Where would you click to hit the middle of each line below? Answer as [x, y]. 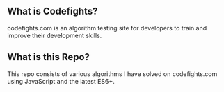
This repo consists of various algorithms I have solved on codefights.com [112, 74]
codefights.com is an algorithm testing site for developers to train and [107, 28]
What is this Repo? [49, 57]
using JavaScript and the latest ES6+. [61, 81]
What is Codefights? [53, 11]
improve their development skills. [55, 35]
